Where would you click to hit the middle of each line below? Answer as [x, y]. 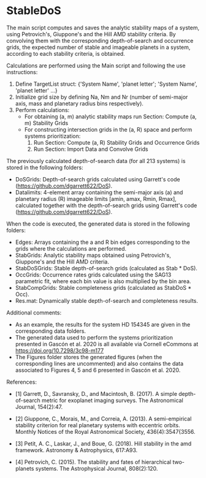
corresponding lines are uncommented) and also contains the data [99, 363]
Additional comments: [34, 313]
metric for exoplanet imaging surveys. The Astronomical [113, 400]
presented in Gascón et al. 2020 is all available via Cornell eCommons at [107, 344]
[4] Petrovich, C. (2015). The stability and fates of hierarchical [93, 462]
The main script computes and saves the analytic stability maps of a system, [103, 28]
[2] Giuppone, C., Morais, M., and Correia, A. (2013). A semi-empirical [103, 419]
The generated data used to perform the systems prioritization [94, 337]
